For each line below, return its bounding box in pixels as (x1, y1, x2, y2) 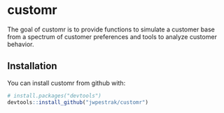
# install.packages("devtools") (7, 92, 101, 99)
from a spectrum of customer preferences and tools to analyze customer (7, 32, 217, 40)
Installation (7, 60, 57, 72)
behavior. (7, 40, 34, 48)
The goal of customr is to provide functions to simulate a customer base (7, 25, 216, 33)
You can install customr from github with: (7, 79, 126, 87)
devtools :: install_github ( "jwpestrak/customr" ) (7, 98, 149, 106)
